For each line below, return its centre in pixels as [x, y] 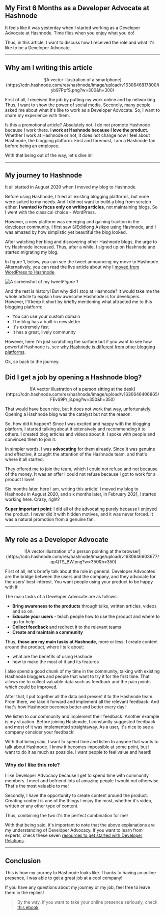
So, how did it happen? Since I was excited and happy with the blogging [78, 424]
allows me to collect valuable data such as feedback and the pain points [78, 682]
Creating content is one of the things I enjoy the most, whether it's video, [79, 801]
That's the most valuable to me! [37, 786]
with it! [12, 587]
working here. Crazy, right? [33, 499]
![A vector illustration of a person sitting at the [76, 389]
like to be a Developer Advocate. [38, 47]
